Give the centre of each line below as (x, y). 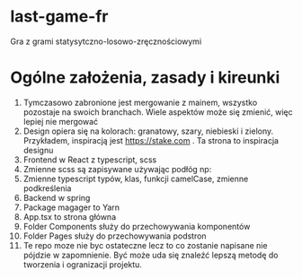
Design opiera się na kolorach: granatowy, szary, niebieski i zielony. (148, 131)
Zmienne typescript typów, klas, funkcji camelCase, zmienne (136, 179)
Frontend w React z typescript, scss (90, 160)
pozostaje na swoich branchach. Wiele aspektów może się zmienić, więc (158, 112)
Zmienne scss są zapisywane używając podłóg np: (117, 169)
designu (38, 150)
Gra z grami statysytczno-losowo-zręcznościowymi (106, 41)
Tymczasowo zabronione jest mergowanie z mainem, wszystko (140, 102)
